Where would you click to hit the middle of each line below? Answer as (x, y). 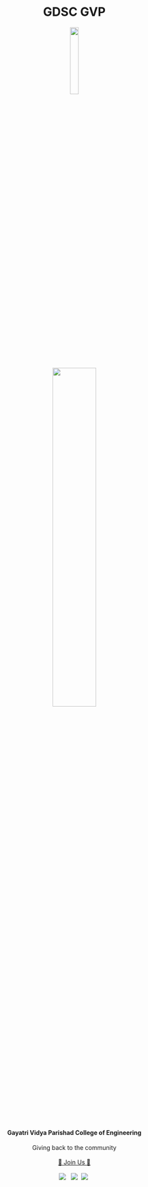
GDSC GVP (74, 12)
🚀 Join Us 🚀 (74, 1162)
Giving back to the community (74, 1148)
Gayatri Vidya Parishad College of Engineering (74, 1132)
